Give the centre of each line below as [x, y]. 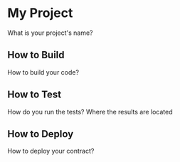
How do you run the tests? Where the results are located [90, 112]
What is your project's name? [51, 33]
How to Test [35, 95]
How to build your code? [43, 72]
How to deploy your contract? [51, 151]
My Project [40, 13]
